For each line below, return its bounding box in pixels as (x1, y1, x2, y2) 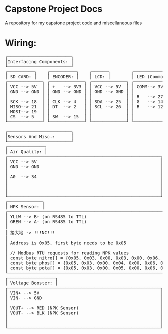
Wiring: (5, 37, 37, 49)
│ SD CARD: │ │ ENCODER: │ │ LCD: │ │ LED (5, 74, 145, 79)
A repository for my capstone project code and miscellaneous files (5, 20, 142, 26)
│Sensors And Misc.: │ (5, 134, 74, 139)
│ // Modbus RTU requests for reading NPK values (5, 250, 129, 256)
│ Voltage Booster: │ (5, 280, 58, 286)
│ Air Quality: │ (5, 149, 47, 154)
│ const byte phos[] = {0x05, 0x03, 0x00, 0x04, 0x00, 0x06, (5, 260, 158, 266)
